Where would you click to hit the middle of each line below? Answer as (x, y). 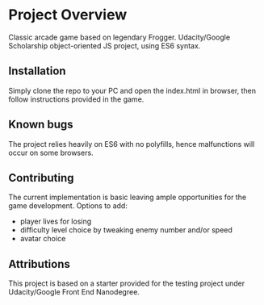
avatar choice (43, 239)
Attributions (40, 264)
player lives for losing (56, 221)
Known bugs (41, 125)
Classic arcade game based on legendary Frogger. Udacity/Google (119, 37)
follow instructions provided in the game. (76, 99)
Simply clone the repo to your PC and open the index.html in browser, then (132, 90)
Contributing (41, 178)
